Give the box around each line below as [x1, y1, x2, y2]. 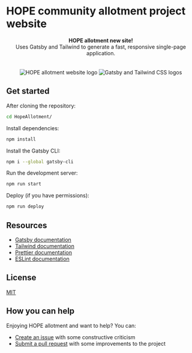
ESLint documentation [14, 255, 70, 262]
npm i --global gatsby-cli [6, 158, 74, 164]
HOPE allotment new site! [68, 37, 133, 44]
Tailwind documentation [14, 242, 75, 250]
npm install [6, 136, 36, 142]
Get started [6, 86, 50, 97]
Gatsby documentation [14, 236, 72, 243]
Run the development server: [6, 169, 78, 176]
